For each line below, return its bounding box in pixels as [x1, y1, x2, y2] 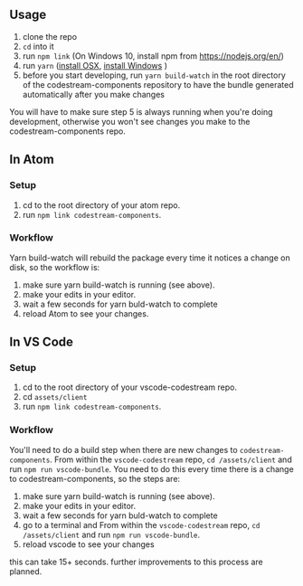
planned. [9, 565, 43, 577]
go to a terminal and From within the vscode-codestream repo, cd [22, 519, 260, 530]
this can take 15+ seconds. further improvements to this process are [9, 556, 264, 567]
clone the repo [22, 31, 78, 42]
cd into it [22, 41, 54, 52]
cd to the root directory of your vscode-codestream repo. [22, 382, 238, 392]
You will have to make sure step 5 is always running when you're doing [9, 106, 273, 117]
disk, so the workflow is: [9, 261, 100, 272]
